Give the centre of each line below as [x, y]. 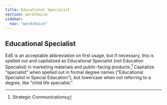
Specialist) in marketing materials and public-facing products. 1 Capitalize [80, 66]
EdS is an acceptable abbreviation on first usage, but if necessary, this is [80, 55]
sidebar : [14, 19]
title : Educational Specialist [38, 10]
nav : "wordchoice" [29, 24]
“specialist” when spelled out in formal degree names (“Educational [74, 72]
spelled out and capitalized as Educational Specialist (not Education [74, 61]
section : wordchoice [27, 14]
